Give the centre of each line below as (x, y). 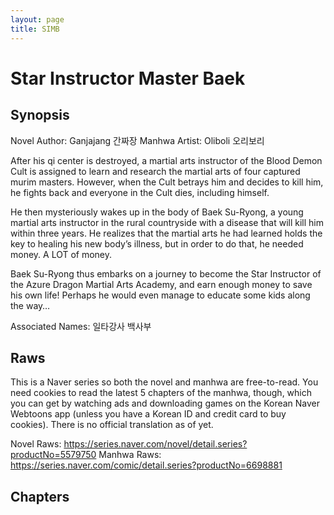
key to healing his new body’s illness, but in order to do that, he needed (157, 243)
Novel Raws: (36, 444)
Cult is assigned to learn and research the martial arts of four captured (155, 171)
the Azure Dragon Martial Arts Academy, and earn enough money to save (161, 284)
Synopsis (40, 115)
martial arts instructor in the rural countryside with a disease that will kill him (167, 222)
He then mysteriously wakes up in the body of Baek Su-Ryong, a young (157, 212)
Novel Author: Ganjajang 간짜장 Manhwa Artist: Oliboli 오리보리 (137, 140)
